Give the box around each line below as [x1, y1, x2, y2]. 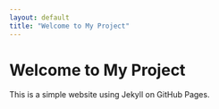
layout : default [9, 13, 70, 22]
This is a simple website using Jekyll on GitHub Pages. [9, 89, 210, 100]
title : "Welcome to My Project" [9, 21, 130, 30]
